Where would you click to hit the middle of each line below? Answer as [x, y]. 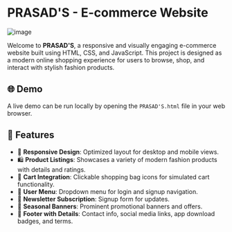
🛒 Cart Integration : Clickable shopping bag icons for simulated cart [113, 177]
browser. [20, 113]
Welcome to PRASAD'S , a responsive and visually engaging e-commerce [112, 45]
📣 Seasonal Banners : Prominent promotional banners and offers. [110, 206]
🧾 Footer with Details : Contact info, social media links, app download [116, 213]
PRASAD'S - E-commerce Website [108, 13]
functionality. [36, 184]
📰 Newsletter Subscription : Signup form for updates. [93, 199]
